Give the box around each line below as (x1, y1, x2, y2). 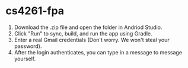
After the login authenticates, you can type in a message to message (14, 48, 182, 56)
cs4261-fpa (5, 4, 65, 18)
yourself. (14, 55, 36, 62)
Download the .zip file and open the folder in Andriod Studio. (14, 24, 162, 31)
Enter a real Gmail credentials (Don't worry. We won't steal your (14, 36, 170, 43)
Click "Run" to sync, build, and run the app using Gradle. (14, 30, 152, 37)
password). (14, 43, 42, 50)
